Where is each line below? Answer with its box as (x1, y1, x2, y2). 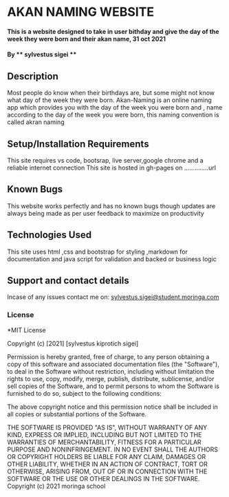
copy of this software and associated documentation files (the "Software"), (7, 360, 220, 368)
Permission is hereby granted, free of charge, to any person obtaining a (7, 352, 210, 361)
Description (7, 70, 58, 82)
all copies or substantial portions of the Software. (7, 409, 146, 418)
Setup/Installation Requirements (7, 138, 149, 150)
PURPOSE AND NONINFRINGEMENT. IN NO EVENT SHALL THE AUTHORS (7, 445, 219, 454)
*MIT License (7, 325, 46, 334)
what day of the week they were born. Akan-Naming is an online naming (7, 96, 212, 104)
